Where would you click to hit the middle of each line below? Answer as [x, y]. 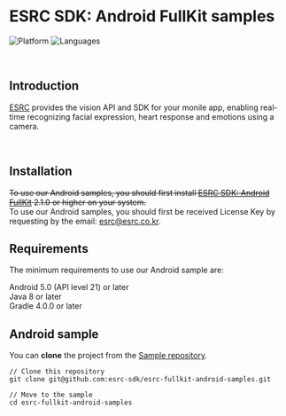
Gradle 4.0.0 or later [46, 306]
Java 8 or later [35, 297]
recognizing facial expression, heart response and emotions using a [151, 116]
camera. [24, 126]
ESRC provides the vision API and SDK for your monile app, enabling [134, 107]
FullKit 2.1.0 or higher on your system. [78, 202]
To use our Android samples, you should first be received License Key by [143, 211]
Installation [41, 172]
